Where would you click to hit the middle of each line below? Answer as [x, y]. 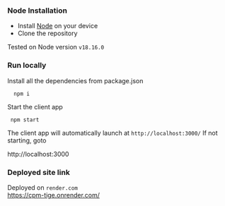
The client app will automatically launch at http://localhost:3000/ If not [112, 133]
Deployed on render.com [42, 187]
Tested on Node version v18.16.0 [56, 47]
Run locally [27, 66]
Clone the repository [47, 33]
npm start [25, 120]
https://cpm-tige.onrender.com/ [54, 195]
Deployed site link [39, 172]
